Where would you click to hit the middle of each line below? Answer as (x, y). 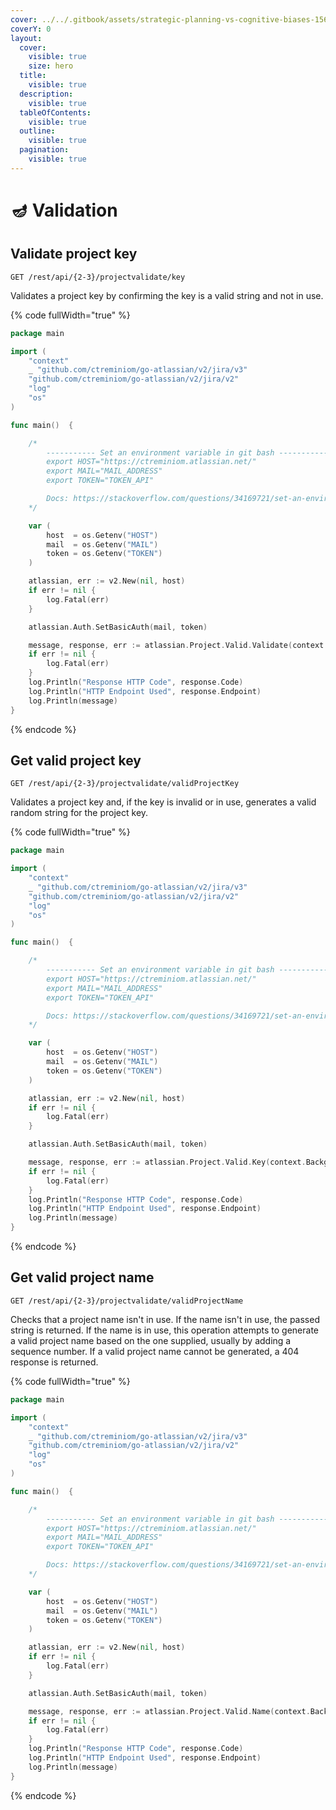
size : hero (51, 66)
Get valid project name (82, 1277)
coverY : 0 (31, 29)
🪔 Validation (64, 210)
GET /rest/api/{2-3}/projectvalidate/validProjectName (127, 1301)
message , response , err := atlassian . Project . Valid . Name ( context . (169, 1711)
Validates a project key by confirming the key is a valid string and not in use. (167, 295)
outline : (37, 131)
